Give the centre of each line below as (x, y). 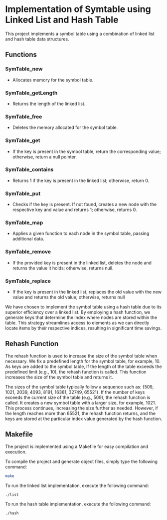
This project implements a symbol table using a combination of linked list (80, 33)
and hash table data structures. (37, 39)
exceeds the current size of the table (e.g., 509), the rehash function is (78, 397)
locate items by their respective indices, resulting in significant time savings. (83, 328)
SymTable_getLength (31, 92)
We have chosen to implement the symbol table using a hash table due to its (83, 307)
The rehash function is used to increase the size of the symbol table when (81, 355)
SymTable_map (24, 222)
